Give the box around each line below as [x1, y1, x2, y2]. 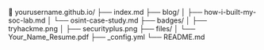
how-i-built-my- [204, 8, 256, 16]
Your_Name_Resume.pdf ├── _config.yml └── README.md [8, 32, 205, 41]
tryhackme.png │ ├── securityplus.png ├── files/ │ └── [8, 24, 196, 33]
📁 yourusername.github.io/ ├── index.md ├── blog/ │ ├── [8, 8, 203, 16]
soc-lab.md [8, 16, 46, 25]
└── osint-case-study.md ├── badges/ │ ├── [53, 16, 208, 25]
